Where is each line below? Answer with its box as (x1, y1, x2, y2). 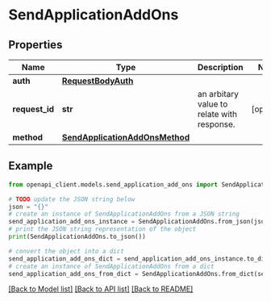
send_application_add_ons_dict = (8, 254, 121, 263)
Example (8, 159, 53, 173)
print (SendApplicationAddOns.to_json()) (8, 232, 147, 241)
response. (197, 119, 236, 130)
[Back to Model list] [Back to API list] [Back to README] (8, 284, 194, 294)
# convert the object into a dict (8, 247, 125, 255)
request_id (12, 103, 55, 115)
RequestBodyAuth (61, 75, 134, 86)
